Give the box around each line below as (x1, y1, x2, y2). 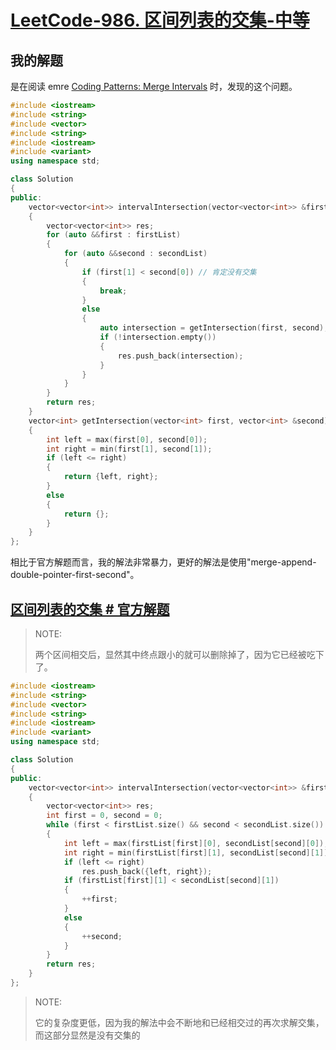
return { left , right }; (63, 472, 159, 482)
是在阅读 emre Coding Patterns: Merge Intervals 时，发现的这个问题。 (10, 81, 298, 92)
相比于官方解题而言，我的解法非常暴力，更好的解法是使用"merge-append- (10, 556, 317, 568)
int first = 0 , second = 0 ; (46, 811, 163, 821)
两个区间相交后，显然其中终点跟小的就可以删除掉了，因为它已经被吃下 (34, 648, 325, 660)
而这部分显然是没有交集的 (34, 1029, 141, 1041)
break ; (99, 286, 128, 296)
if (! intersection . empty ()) (99, 332, 217, 342)
